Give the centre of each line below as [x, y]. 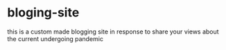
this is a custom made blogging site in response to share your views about [113, 32]
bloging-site [43, 13]
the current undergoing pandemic [55, 38]
